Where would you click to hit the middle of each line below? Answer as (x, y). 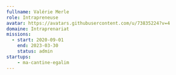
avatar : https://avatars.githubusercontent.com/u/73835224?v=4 (88, 23)
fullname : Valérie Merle (38, 12)
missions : (19, 34)
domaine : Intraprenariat (38, 29)
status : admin (35, 51)
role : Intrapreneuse (33, 18)
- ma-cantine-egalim (43, 62)
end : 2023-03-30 (38, 46)
